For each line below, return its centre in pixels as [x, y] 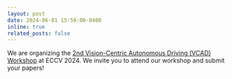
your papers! [26, 68]
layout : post [26, 14]
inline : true [26, 27]
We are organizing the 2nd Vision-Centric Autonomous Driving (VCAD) [109, 53]
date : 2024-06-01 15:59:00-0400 [54, 20]
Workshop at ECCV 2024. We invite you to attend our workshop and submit [116, 61]
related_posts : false [39, 33]
